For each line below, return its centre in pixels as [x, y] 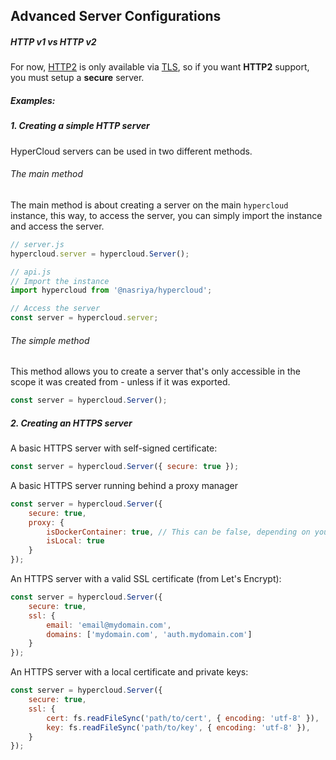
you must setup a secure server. [77, 78]
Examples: [33, 100]
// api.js [31, 272]
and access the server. [57, 226]
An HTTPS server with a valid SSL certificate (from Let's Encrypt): [146, 579]
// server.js [37, 244]
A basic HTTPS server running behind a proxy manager [124, 485]
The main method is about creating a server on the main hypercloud [149, 205]
